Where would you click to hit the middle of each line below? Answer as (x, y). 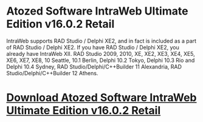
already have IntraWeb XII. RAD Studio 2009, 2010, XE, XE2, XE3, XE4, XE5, (101, 53)
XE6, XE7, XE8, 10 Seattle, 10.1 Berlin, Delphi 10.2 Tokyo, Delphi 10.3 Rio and (101, 60)
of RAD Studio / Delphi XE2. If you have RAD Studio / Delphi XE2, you (93, 47)
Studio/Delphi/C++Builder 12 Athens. (52, 73)
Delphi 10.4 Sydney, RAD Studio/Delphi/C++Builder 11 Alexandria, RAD (94, 66)
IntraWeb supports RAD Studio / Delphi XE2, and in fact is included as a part (101, 41)
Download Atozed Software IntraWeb (101, 98)
